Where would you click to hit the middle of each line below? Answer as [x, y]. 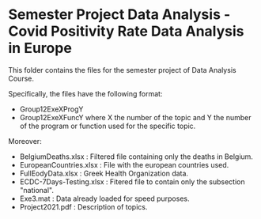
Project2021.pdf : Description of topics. [83, 206]
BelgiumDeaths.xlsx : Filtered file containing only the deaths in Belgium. [136, 157]
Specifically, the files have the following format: [85, 93]
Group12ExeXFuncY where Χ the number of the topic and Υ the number [135, 117]
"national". [36, 190]
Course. [21, 78]
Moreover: [25, 141]
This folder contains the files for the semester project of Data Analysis [122, 70]
